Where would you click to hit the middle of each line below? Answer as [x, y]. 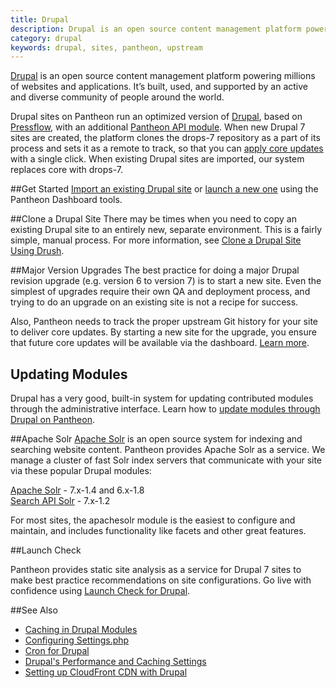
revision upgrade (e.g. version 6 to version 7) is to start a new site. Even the [166, 281]
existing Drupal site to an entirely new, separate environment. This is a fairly [166, 230]
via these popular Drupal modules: [81, 471]
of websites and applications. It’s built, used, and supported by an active [159, 87]
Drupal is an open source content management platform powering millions [163, 76]
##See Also [34, 610]
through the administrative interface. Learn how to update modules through [165, 409]
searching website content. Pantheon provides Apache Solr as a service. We [168, 450]
